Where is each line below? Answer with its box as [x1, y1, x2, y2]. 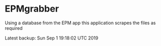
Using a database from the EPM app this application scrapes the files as [5, 20, 156, 26]
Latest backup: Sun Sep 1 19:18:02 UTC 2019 [5, 35, 99, 41]
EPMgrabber [5, 3, 59, 15]
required [5, 25, 23, 31]
